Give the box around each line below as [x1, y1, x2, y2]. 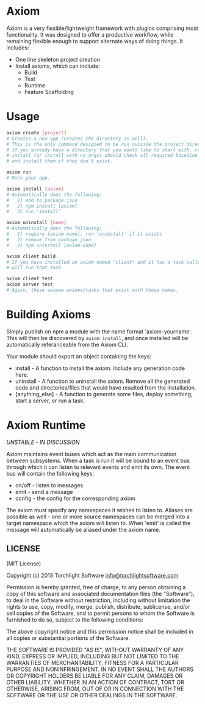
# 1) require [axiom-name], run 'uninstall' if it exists [6, 231, 163, 237]
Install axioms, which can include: [15, 62, 101, 70]
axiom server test [6, 281, 53, 288]
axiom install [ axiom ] [6, 186, 64, 192]
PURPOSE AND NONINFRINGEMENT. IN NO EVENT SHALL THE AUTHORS [6, 666, 194, 673]
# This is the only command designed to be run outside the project [6, 141, 184, 147]
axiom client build [6, 253, 56, 259]
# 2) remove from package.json [6, 236, 92, 242]
